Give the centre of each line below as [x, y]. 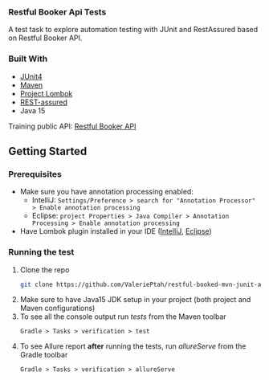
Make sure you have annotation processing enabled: [107, 192]
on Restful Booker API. [45, 38]
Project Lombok [46, 93]
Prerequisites [35, 174]
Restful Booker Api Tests [57, 12]
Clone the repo [45, 270]
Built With [28, 59]
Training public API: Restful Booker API [72, 126]
